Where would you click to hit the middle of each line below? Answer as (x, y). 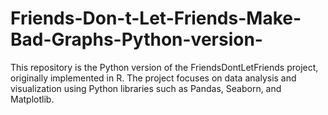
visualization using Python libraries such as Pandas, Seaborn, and (146, 88)
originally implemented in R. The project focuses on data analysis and (153, 78)
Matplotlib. (32, 99)
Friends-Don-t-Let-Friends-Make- (156, 18)
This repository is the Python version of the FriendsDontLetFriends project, (164, 67)
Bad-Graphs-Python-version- (136, 39)
